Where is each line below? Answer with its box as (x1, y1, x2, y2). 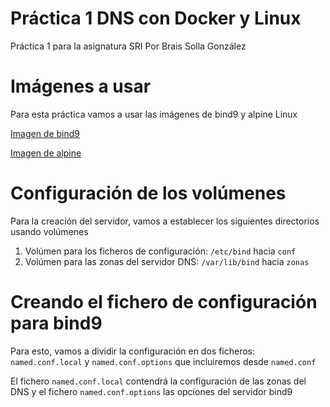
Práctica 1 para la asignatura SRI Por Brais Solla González (10, 40, 247, 52)
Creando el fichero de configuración (10, 291, 318, 313)
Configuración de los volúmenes (10, 182, 287, 205)
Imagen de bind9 (10, 127, 81, 139)
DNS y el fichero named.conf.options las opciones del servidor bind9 (10, 385, 293, 397)
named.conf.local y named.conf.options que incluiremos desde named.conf (10, 355, 317, 367)
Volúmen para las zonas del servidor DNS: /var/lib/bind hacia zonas (24, 255, 310, 267)
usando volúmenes (10, 225, 89, 237)
